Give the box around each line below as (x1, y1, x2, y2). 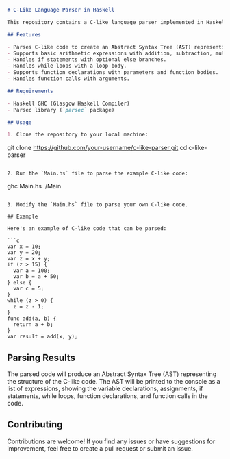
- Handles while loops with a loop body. (7, 62, 127, 70)
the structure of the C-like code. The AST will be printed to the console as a (7, 377, 220, 386)
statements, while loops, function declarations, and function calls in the (7, 392, 208, 400)
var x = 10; (7, 243, 41, 250)
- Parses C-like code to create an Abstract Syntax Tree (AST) (7, 43, 192, 51)
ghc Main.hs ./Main (7, 182, 62, 190)
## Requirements (7, 88, 53, 95)
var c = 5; (13, 285, 44, 293)
